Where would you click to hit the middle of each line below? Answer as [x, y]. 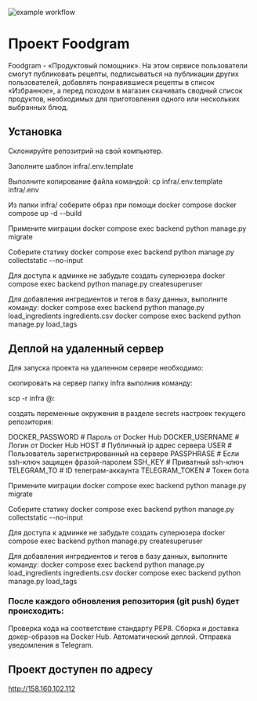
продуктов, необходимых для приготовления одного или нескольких [124, 99]
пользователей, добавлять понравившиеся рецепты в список [112, 82]
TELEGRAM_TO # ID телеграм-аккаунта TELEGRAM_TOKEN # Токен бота [128, 470]
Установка [35, 132]
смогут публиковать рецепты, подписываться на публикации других [123, 74]
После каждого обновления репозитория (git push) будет [124, 601]
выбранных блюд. [38, 107]
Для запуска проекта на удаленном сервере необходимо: [106, 367]
